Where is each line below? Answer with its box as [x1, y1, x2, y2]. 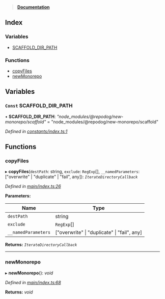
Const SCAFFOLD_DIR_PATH [5, 102, 73, 109]
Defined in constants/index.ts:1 [5, 128, 68, 134]
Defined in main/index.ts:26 [5, 184, 61, 189]
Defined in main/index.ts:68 [5, 279, 61, 285]
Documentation [17, 4, 50, 10]
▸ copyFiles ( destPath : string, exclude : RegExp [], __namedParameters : [5, 169, 140, 175]
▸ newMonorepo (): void [5, 270, 53, 276]
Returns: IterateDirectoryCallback [5, 242, 77, 248]
